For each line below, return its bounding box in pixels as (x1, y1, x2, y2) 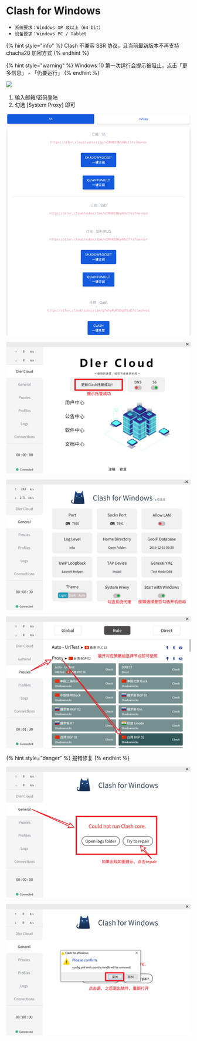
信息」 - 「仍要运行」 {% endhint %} (11, 69, 100, 76)
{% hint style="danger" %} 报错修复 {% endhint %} (6, 755, 130, 762)
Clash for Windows (6, 4, 101, 18)
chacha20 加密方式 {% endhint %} (6, 49, 90, 57)
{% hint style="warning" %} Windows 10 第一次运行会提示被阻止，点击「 (6, 62, 183, 69)
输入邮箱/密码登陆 (14, 94, 58, 101)
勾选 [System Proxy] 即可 (14, 101, 76, 108)
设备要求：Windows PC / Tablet (14, 31, 87, 37)
